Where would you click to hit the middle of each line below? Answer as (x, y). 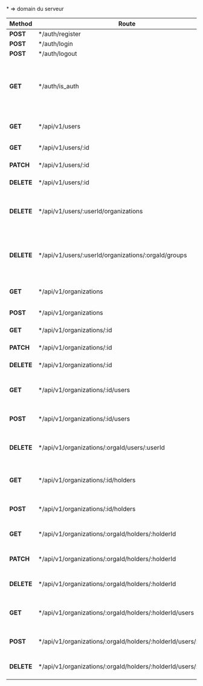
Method (21, 24)
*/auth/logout (58, 54)
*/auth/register (60, 34)
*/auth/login (56, 44)
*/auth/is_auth (59, 86)
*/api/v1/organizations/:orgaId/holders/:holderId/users (116, 613)
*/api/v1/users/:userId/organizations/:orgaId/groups (113, 255)
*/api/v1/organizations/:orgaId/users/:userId (101, 448)
